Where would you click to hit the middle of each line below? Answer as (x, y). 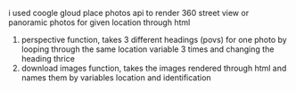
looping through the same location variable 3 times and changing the (148, 49)
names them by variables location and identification (116, 78)
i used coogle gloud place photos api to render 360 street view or (129, 13)
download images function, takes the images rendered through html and (154, 68)
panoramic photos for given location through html (99, 22)
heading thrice (48, 59)
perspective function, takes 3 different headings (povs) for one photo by (154, 40)
